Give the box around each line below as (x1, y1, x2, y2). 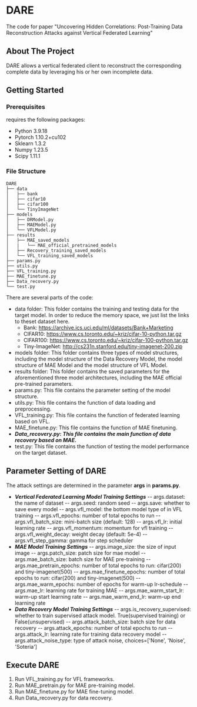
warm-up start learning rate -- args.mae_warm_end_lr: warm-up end (14, 593, 181, 600)
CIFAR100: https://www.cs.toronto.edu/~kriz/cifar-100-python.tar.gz (23, 336, 188, 344)
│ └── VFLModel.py (6, 227, 57, 233)
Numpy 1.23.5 (14, 146, 48, 154)
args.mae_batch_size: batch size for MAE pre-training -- (14, 555, 151, 562)
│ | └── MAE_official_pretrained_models (6, 242, 117, 248)
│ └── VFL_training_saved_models (6, 252, 94, 259)
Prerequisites (6, 103, 45, 111)
